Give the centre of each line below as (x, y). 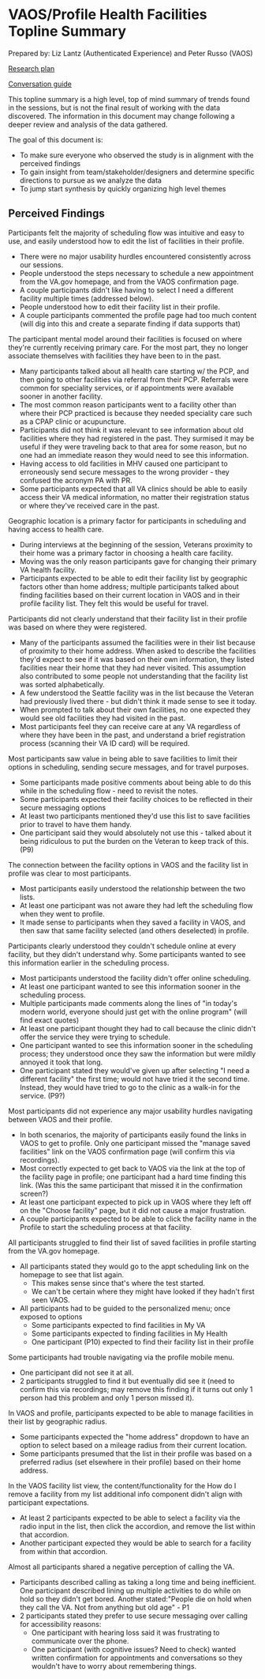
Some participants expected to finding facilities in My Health (129, 1333)
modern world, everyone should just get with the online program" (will (133, 1012)
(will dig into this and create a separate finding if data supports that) (130, 323)
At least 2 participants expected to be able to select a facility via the (130, 1518)
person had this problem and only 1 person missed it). (107, 1397)
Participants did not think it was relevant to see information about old (131, 429)
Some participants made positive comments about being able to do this (135, 782)
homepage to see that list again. (72, 1274)
